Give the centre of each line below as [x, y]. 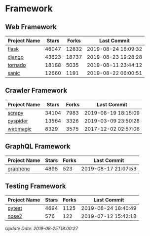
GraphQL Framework [38, 146]
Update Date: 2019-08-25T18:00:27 [41, 229]
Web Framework [31, 27]
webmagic [20, 129]
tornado [17, 65]
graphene [19, 168]
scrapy [16, 113]
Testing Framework [36, 186]
